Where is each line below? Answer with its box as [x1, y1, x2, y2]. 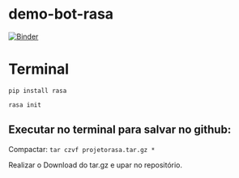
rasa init [8, 100, 42, 109]
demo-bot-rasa [8, 5, 114, 23]
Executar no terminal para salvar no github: [8, 123, 232, 137]
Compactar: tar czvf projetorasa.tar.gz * [8, 144, 156, 154]
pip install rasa [8, 87, 67, 95]
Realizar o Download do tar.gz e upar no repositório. [8, 159, 183, 170]
